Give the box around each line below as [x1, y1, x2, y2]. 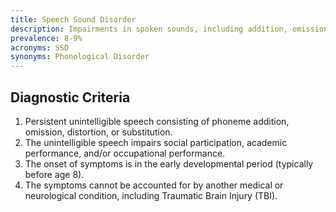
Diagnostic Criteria [10, 89, 131, 106]
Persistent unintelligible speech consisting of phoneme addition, [24, 115, 290, 127]
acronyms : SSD [10, 42, 70, 53]
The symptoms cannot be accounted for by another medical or [24, 179, 284, 191]
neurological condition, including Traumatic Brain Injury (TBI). [24, 189, 278, 201]
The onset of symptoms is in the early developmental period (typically [24, 157, 314, 170]
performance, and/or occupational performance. [24, 147, 226, 159]
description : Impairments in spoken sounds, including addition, [10, 24, 288, 34]
